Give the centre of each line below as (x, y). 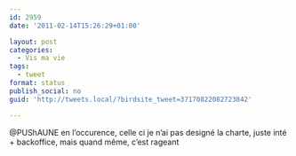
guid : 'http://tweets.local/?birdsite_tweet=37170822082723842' (131, 99)
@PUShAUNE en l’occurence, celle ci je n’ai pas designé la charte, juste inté (148, 132)
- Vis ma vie (41, 58)
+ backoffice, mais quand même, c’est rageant (94, 142)
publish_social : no (45, 91)
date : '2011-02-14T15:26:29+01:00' (75, 26)
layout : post (33, 42)
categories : (31, 50)
